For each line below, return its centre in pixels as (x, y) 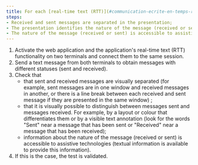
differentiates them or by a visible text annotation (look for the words (107, 119)
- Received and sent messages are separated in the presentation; (89, 22)
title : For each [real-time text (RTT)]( (58, 11)
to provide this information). (57, 150)
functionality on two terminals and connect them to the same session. (99, 56)
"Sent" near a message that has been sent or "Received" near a (101, 125)
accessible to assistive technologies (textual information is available (106, 144)
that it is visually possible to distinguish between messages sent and (106, 106)
